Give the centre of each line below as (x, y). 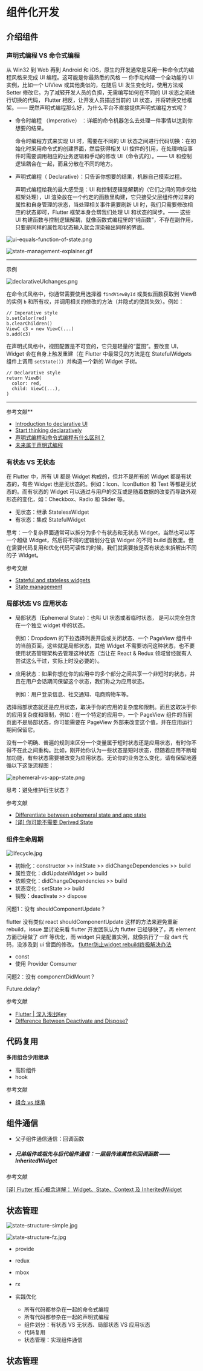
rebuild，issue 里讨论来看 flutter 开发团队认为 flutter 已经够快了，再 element (101, 929)
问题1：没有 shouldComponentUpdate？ (56, 909)
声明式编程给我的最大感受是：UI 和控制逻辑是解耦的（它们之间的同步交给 (106, 189)
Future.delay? (23, 989)
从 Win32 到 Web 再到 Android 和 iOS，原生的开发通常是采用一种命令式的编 (100, 70)
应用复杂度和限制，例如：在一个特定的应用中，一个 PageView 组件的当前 (102, 715)
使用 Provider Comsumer (46, 963)
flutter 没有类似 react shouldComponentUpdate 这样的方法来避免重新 (92, 921)
